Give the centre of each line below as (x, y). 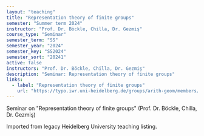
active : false (24, 63)
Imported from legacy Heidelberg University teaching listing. (82, 126)
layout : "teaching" (31, 12)
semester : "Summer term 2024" (45, 23)
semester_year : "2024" (35, 46)
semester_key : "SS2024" (36, 52)
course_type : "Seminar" (36, 35)
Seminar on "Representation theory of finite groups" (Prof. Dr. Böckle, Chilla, (102, 108)
